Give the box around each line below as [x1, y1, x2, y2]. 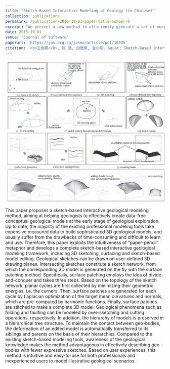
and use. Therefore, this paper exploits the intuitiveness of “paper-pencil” [5, 239, 159, 245]
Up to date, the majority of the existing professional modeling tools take [5, 223, 154, 230]
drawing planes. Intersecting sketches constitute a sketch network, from [5, 261, 156, 267]
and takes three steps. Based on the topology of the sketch [33, 277, 157, 283]
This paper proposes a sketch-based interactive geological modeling [5, 208, 149, 214]
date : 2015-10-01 [5, 29, 42, 35]
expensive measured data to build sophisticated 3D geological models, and [5, 229, 162, 235]
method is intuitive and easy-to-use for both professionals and [5, 352, 136, 359]
